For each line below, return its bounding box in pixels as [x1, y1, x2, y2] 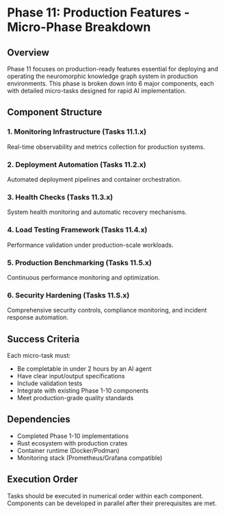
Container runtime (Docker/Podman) [16, 446, 120, 454]
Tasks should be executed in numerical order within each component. [7, 491, 204, 500]
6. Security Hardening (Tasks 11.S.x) [7, 290, 130, 299]
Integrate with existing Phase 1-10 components [16, 386, 149, 395]
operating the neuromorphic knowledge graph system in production [7, 72, 198, 80]
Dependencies [7, 413, 70, 426]
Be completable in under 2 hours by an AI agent [16, 365, 152, 373]
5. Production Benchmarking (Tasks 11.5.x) [7, 258, 152, 267]
